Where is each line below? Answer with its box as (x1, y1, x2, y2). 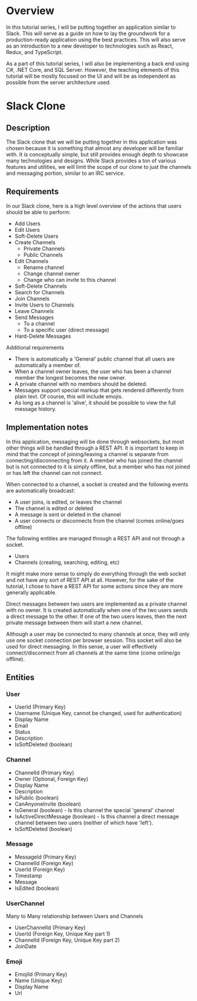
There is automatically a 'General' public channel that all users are (14, 355, 175, 363)
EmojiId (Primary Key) (14, 971, 68, 978)
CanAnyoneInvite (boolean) (14, 800, 81, 807)
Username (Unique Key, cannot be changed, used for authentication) (14, 710, 182, 717)
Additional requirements (6, 344, 65, 351)
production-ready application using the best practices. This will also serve (6, 36, 186, 43)
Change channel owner (23, 270, 81, 277)
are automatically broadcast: (6, 487, 75, 494)
